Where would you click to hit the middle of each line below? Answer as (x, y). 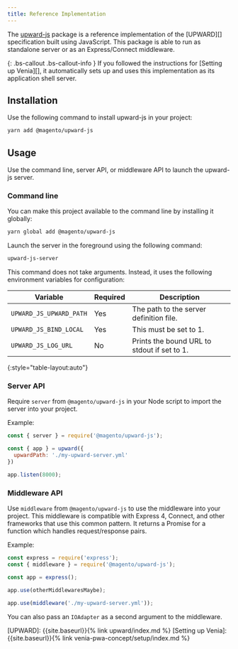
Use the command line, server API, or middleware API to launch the (106, 170)
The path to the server (169, 309)
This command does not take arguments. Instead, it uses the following (110, 272)
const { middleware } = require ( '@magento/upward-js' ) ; (91, 565)
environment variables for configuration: (66, 280)
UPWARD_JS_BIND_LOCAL (47, 330)
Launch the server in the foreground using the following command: (105, 245)
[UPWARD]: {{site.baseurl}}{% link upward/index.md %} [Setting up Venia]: (117, 631)
